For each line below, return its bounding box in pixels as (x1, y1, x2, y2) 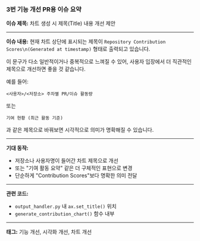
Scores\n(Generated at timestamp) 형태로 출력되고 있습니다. (6, 46, 151, 53)
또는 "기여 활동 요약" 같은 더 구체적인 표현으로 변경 (14, 164, 133, 172)
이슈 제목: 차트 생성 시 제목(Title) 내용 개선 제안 (6, 20, 116, 27)
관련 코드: (6, 190, 29, 197)
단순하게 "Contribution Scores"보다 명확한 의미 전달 (14, 172, 137, 179)
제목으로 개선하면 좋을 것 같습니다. (6, 65, 86, 72)
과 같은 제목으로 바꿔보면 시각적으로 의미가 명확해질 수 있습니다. (6, 126, 154, 134)
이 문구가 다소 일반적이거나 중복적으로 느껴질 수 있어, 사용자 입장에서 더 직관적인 (6, 58, 192, 65)
